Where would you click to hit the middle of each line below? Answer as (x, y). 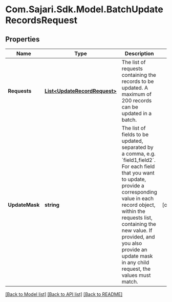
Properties (23, 39)
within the (133, 211)
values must (136, 275)
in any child (135, 262)
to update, (134, 179)
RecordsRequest (41, 20)
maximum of (137, 94)
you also (132, 243)
